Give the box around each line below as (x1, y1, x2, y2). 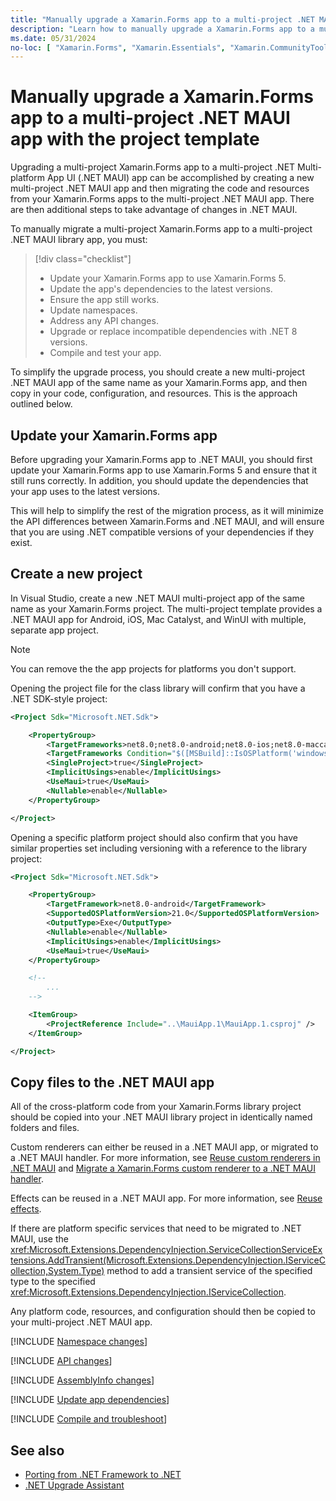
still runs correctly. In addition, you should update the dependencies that (10, 475, 309, 486)
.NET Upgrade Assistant (24, 1479, 125, 1491)
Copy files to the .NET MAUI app (10, 1074, 215, 1091)
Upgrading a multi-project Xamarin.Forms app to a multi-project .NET (10, 161, 296, 173)
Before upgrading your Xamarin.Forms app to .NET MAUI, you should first (10, 454, 313, 465)
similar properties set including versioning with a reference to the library (10, 842, 308, 854)
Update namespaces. (49, 304, 138, 316)
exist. (10, 537, 33, 548)
